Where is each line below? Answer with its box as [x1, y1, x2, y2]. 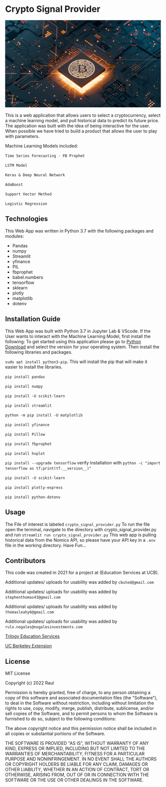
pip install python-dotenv [5, 495, 61, 500]
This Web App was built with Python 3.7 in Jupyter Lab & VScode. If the [5, 328, 151, 334]
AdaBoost [5, 182, 23, 187]
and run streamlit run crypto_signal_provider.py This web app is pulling [5, 532, 157, 538]
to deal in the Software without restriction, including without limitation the [5, 700, 154, 706]
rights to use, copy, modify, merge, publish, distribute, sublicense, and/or [5, 705, 154, 711]
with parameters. [5, 134, 40, 139]
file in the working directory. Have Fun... [5, 542, 86, 548]
